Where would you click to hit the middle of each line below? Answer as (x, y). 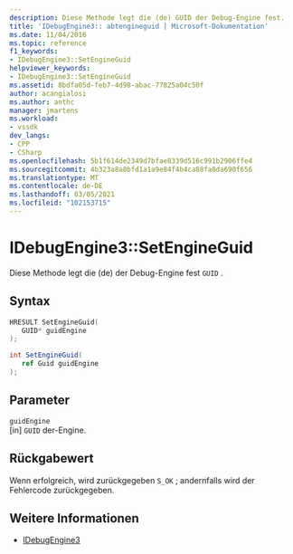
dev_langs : (30, 136)
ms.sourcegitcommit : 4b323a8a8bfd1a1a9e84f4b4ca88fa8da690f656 (131, 169)
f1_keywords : (34, 52)
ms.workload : (34, 119)
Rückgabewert (52, 458)
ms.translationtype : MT (54, 177)
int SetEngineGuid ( (46, 355)
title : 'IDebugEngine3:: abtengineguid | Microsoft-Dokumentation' (139, 26)
